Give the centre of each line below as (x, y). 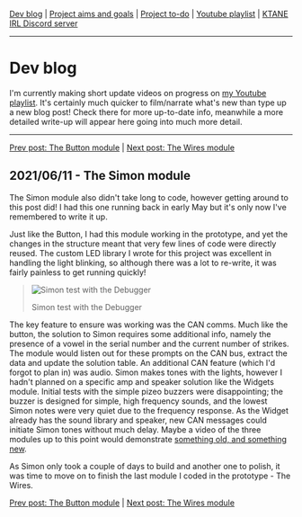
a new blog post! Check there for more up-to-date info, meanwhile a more (147, 111)
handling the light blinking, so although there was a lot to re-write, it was (143, 263)
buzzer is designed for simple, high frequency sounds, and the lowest (138, 401)
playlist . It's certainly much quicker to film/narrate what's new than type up (148, 103)
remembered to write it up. (58, 217)
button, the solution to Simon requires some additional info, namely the (140, 334)
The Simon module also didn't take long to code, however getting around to (149, 197)
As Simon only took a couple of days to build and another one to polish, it (145, 466)
